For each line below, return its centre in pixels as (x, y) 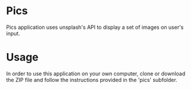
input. (13, 33)
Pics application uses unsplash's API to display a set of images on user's (95, 27)
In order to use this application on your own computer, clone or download (96, 73)
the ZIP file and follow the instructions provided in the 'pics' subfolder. (92, 80)
